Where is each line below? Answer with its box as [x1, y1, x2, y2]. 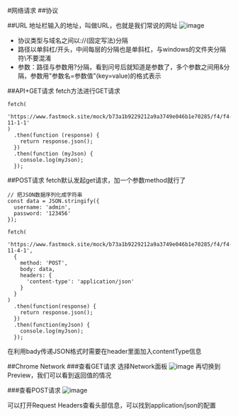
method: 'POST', [20, 260, 69, 267]
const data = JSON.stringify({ [7, 197, 100, 204]
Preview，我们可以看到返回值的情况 [7, 371, 112, 379]
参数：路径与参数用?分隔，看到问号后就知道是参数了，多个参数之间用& [17, 63, 224, 71]
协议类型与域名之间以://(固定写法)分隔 [17, 36, 129, 45]
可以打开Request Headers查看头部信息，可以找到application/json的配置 [7, 401, 216, 409]
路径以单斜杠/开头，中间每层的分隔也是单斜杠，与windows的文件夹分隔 [17, 45, 227, 53]
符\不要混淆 [17, 54, 52, 62]
